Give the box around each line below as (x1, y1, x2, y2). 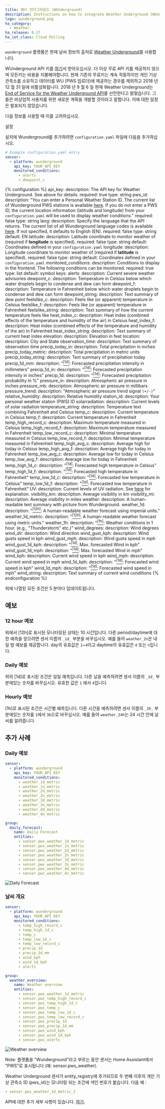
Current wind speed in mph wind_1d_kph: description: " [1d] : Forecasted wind (5, 558, 159, 565)
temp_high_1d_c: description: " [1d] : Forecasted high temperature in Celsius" (5, 461, 157, 468)
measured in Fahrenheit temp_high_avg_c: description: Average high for (5, 440, 150, 446)
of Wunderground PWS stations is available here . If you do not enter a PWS (5, 202, 158, 208)
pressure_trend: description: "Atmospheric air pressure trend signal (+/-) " (5, 388, 156, 394)
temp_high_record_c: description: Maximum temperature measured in (5, 419, 146, 425)
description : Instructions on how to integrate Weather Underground (5, 12, 148, 17)
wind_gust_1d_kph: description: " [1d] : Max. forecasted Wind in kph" (5, 541, 140, 548)
